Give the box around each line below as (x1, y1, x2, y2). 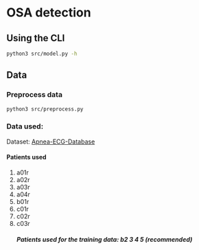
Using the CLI (6, 32, 65, 44)
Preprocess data (6, 90, 63, 100)
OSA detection (6, 5, 91, 21)
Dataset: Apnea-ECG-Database (6, 137, 95, 146)
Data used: (6, 122, 44, 131)
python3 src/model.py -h (6, 50, 78, 57)
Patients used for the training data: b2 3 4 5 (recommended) (16, 235, 193, 243)
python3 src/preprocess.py (6, 105, 84, 113)
